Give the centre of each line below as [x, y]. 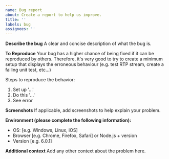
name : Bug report [24, 10]
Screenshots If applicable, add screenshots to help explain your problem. [83, 110]
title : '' [16, 19]
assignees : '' [20, 29]
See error [23, 101]
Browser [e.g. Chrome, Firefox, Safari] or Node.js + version [75, 135]
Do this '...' [24, 95]
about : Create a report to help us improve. [54, 15]
